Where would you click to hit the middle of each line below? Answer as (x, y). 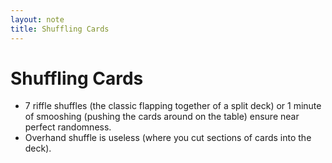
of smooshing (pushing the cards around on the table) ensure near (162, 117)
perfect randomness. (68, 127)
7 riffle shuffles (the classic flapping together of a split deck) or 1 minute (173, 106)
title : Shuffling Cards (60, 29)
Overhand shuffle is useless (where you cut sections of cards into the (168, 138)
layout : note (37, 19)
